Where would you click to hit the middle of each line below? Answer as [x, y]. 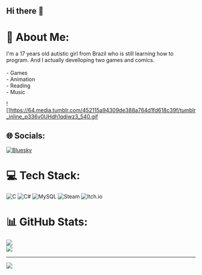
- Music [16, 92]
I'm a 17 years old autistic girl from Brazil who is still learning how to [90, 54]
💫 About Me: [38, 37]
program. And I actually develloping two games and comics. [81, 60]
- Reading [19, 86]
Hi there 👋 [25, 11]
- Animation [21, 80]
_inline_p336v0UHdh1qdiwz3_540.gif [52, 117]
